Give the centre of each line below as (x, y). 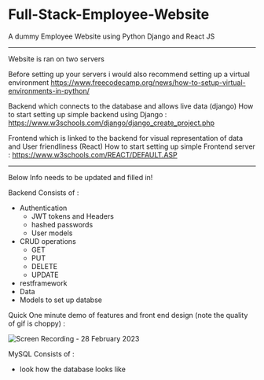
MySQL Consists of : (41, 354)
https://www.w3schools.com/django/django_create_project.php (111, 123)
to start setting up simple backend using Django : (88, 114)
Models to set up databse (60, 300)
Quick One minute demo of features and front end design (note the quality (128, 315)
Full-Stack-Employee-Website (109, 15)
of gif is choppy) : (37, 323)
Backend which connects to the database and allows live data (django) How (131, 106)
